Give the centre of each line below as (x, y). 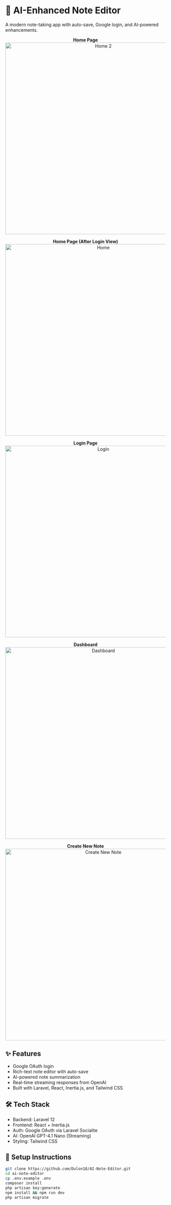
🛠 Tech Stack (27, 1105)
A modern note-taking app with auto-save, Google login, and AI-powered (82, 25)
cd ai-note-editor (25, 1174)
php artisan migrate (27, 1197)
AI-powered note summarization (46, 1077)
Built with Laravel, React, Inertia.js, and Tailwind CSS (68, 1087)
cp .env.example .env (28, 1178)
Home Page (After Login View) (85, 241)
